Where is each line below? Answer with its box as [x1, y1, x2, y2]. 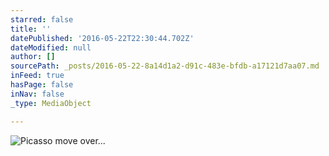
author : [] [10, 52, 56, 62]
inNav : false [10, 89, 65, 99]
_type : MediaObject [10, 98, 92, 108]
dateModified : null [10, 42, 92, 53]
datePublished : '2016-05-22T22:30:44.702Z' [10, 33, 195, 43]
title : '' [10, 24, 52, 34]
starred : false [10, 14, 74, 25]
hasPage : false [10, 80, 74, 90]
